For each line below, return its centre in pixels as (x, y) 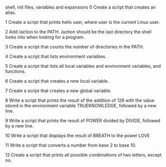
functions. (15, 71)
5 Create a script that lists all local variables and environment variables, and (83, 66)
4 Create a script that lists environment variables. (56, 56)
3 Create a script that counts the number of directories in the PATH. (74, 47)
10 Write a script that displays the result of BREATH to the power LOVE (77, 136)
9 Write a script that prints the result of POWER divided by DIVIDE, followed (83, 121)
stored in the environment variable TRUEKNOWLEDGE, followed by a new (81, 106)
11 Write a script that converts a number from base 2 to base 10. (71, 145)
